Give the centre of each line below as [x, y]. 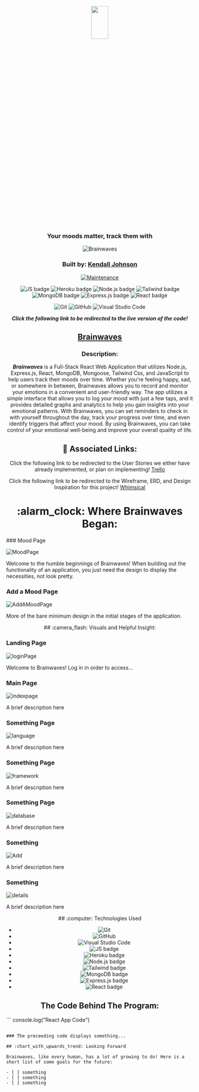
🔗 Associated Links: [100, 449]
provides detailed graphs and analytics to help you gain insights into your [100, 405]
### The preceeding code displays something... [66, 1036]
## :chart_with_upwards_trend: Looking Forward [66, 1047]
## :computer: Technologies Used [100, 918]
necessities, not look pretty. [40, 576]
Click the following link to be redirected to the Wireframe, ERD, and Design [100, 481]
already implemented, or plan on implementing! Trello [100, 470]
